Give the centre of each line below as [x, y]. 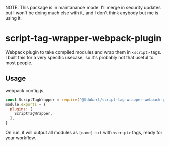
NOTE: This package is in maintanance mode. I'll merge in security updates [83, 7]
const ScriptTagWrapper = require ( [43, 100]
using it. [13, 18]
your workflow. [21, 138]
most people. [19, 63]
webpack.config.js [24, 90]
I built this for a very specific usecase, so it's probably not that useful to [79, 57]
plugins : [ [21, 109]
